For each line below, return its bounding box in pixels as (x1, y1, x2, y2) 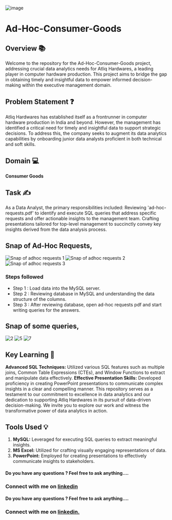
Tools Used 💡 (5, 422, 49, 432)
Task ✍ (5, 188, 31, 198)
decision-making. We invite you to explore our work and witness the (5, 402, 149, 408)
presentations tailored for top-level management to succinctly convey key (5, 221, 162, 227)
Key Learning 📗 (5, 350, 55, 359)
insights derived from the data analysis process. (5, 226, 107, 232)
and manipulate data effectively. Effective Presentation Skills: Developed (5, 375, 161, 381)
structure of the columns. (12, 296, 67, 302)
